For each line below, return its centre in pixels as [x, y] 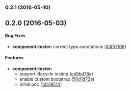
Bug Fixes [15, 35]
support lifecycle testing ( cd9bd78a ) [56, 74]
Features [14, 58]
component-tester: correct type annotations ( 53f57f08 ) [69, 46]
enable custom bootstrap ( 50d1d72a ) [57, 79]
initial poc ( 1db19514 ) [41, 84]
